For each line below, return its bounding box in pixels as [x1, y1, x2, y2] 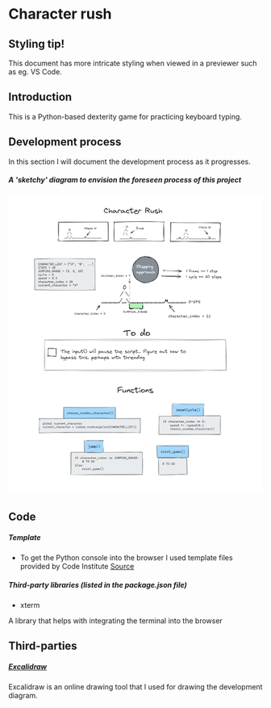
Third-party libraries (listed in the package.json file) [8, 580, 188, 589]
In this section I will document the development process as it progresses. [8, 157, 252, 166]
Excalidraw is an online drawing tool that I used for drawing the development [8, 682, 263, 692]
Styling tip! [8, 37, 65, 51]
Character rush [8, 5, 112, 23]
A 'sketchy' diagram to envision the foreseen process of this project [8, 175, 242, 185]
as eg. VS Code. [8, 67, 62, 77]
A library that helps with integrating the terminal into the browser [8, 616, 223, 626]
